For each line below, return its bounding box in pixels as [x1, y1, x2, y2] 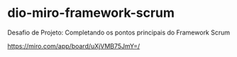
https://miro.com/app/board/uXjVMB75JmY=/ [7, 42, 140, 50]
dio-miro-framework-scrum [7, 5, 175, 21]
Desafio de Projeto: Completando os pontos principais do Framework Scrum [7, 28, 231, 37]
